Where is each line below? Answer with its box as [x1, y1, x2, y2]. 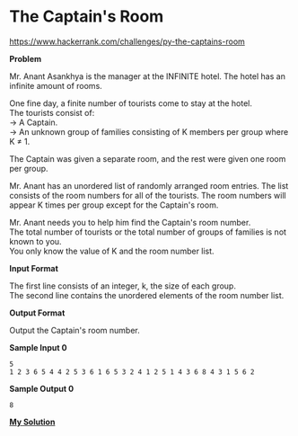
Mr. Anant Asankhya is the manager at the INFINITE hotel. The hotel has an [9, 70, 285, 82]
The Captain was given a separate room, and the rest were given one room [9, 153, 286, 164]
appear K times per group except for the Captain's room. [9, 200, 219, 210]
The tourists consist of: [9, 107, 95, 118]
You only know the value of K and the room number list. [9, 245, 215, 256]
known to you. [9, 236, 62, 246]
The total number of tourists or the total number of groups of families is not [9, 227, 287, 237]
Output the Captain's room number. [9, 325, 141, 335]
